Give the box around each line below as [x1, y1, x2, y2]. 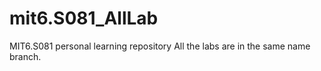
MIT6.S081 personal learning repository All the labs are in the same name [9, 40, 311, 52]
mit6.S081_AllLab [9, 7, 159, 30]
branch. [9, 50, 42, 62]
